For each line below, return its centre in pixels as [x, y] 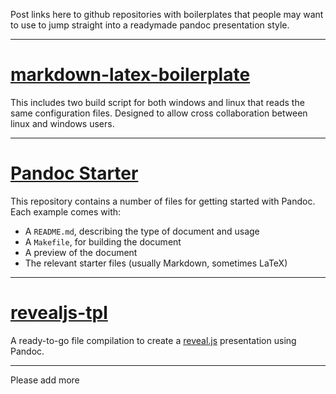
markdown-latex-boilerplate [130, 75]
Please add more [45, 380]
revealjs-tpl [59, 313]
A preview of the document [81, 252]
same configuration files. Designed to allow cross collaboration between [159, 113]
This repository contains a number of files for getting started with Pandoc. [163, 201]
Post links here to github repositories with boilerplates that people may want [167, 14]
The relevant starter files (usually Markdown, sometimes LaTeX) [156, 263]
